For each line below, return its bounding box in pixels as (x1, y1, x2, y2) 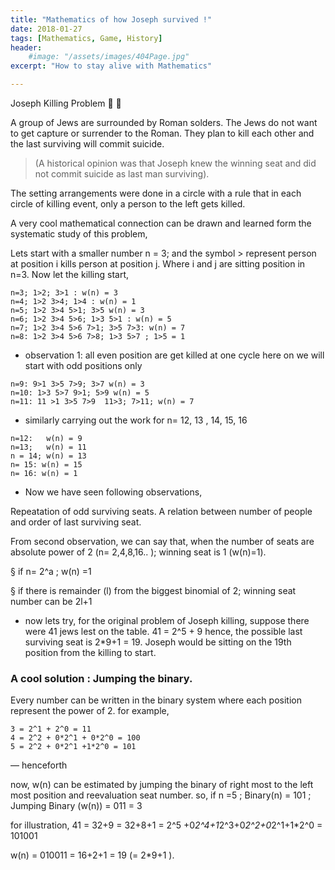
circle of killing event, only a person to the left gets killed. (10, 198, 246, 210)
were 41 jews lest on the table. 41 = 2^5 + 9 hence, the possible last (24, 626, 303, 637)
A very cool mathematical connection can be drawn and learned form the (10, 217, 312, 229)
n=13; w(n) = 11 (10, 442, 87, 452)
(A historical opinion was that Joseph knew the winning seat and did (34, 157, 317, 169)
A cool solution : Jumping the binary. (10, 671, 193, 685)
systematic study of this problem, (10, 228, 148, 240)
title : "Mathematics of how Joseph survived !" (10, 14, 213, 25)
